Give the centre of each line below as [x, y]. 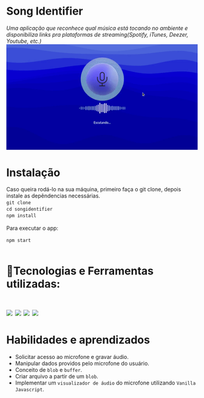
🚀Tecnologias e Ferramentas [80, 271]
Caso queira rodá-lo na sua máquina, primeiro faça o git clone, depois [94, 190]
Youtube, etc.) [24, 41]
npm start [19, 241]
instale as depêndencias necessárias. [53, 196]
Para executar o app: [32, 228]
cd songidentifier [29, 209]
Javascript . [29, 389]
